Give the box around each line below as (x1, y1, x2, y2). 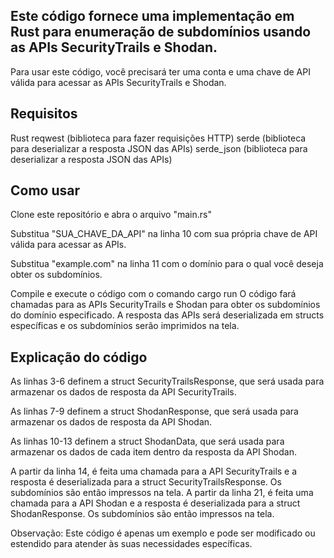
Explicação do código (10, 349, 148, 366)
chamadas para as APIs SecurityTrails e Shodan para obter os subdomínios (10, 299, 321, 311)
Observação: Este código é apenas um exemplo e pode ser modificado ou (10, 527, 316, 539)
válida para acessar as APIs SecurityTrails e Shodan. (10, 76, 227, 88)
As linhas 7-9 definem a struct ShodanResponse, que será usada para (10, 405, 299, 418)
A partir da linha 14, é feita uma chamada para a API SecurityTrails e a (10, 465, 298, 478)
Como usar (10, 182, 81, 199)
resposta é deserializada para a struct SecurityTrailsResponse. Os (10, 476, 282, 488)
